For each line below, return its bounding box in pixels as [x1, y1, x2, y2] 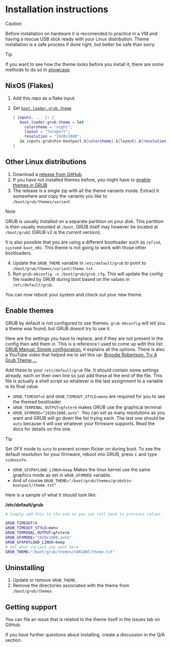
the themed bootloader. [12, 398, 62, 405]
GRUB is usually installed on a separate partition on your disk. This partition [5, 218, 164, 224]
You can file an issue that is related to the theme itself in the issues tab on [5, 616, 160, 622]
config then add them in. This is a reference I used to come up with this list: [5, 340, 164, 347]
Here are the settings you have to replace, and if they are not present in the [5, 335, 163, 341]
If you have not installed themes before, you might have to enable [12, 177, 151, 183]
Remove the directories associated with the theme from [12, 583, 130, 589]
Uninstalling [5, 563, 45, 572]
